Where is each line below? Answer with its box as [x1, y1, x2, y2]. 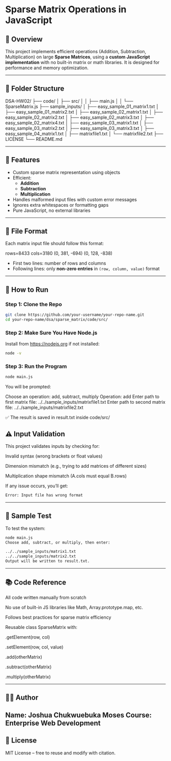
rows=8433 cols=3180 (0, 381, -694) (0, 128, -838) [5, 250, 113, 256]
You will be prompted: [5, 384, 51, 390]
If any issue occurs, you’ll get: [5, 483, 68, 489]
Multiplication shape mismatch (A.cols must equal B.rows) [5, 473, 127, 479]
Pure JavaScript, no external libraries [12, 207, 91, 213]
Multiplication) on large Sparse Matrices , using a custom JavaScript [5, 54, 150, 60]
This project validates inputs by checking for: [5, 443, 100, 449]
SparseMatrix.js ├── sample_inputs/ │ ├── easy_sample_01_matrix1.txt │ [5, 103, 159, 110]
